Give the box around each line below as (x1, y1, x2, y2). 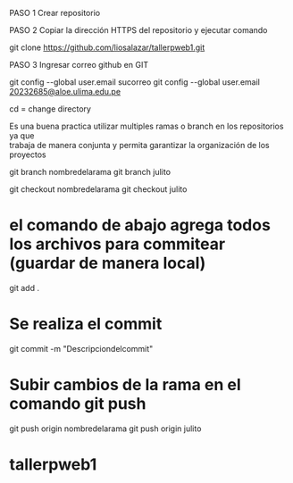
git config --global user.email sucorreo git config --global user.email (9, 77, 261, 87)
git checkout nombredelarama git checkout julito (9, 184, 188, 195)
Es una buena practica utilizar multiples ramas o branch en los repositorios (9, 121, 284, 131)
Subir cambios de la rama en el (9, 375, 241, 396)
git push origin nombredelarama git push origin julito (9, 423, 202, 434)
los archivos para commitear (9, 234, 226, 254)
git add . (9, 282, 40, 293)
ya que (9, 130, 35, 141)
